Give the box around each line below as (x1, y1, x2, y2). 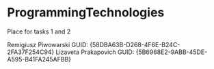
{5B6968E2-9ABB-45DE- (135, 48, 208, 56)
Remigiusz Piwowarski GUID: (7, 40, 89, 49)
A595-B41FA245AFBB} (7, 55, 72, 63)
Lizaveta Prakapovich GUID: (55, 48, 135, 56)
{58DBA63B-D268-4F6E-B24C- (90, 40, 180, 49)
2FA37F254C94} (7, 48, 55, 56)
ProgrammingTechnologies (7, 5, 165, 20)
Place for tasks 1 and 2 (7, 27, 71, 36)
